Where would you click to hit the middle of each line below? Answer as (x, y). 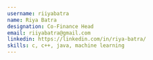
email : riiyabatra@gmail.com (49, 33)
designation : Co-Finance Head (51, 26)
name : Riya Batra (32, 20)
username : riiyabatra (38, 13)
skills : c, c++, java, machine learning (66, 46)
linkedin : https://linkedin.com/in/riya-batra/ (77, 39)
